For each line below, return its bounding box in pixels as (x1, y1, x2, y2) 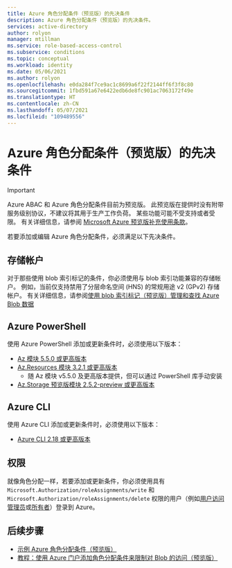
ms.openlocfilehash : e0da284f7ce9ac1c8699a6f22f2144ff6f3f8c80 (7, 81, 194, 88)
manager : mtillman (7, 36, 60, 43)
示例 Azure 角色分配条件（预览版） (17, 544, 117, 553)
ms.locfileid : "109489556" (7, 113, 85, 120)
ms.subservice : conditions (7, 49, 85, 56)
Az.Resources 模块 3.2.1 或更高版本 (17, 363, 118, 371)
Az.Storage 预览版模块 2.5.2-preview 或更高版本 (17, 380, 155, 389)
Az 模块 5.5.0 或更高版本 (17, 355, 87, 363)
